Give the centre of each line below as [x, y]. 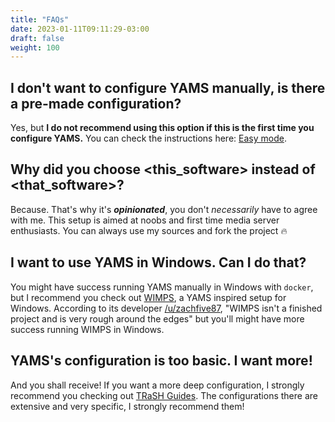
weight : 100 [35, 47]
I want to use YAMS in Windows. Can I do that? [158, 262]
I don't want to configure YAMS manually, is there [168, 87]
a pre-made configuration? [96, 103]
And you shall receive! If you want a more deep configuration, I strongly [157, 385]
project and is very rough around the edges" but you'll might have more [157, 318]
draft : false [37, 38]
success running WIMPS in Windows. [87, 329]
